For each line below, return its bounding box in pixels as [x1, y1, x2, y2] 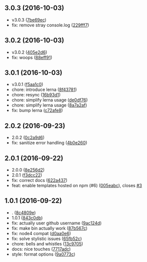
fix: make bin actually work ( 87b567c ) [11, 225, 88, 231]
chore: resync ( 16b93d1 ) [11, 92, 61, 98]
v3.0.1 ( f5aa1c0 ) [11, 82, 43, 87]
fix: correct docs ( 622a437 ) [11, 177, 68, 183]
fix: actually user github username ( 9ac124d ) [11, 220, 102, 226]
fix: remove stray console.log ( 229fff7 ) [11, 22, 89, 28]
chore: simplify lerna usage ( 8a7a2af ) [11, 102, 87, 108]
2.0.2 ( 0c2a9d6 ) [11, 134, 45, 141]
